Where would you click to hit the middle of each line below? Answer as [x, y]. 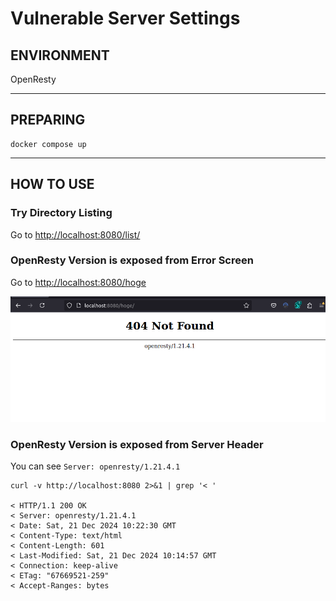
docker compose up [48, 144]
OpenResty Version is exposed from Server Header [137, 444]
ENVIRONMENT [60, 55]
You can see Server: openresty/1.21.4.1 [95, 466]
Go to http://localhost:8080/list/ [75, 234]
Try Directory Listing [61, 213]
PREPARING [48, 120]
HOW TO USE [52, 184]
